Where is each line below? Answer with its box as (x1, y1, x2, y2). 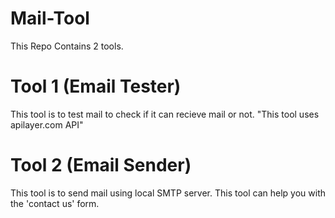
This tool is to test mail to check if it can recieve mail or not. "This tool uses (10, 108, 320, 120)
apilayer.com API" (10, 118, 84, 131)
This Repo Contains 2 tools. (10, 40, 124, 52)
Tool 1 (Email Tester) (10, 75, 182, 98)
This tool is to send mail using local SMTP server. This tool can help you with (10, 187, 326, 199)
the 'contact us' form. (10, 197, 100, 209)
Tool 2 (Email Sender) (10, 154, 192, 177)
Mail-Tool (10, 7, 90, 30)
